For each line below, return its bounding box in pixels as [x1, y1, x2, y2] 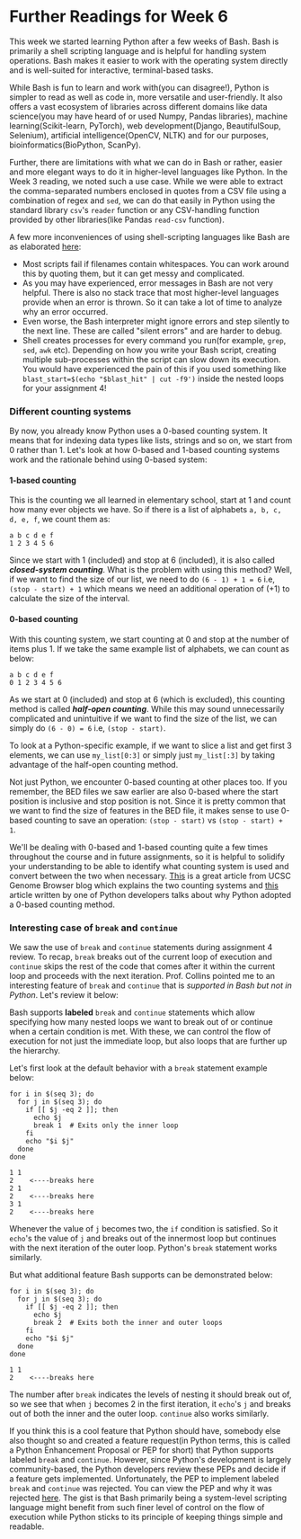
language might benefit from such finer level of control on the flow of [9, 1501, 265, 1512]
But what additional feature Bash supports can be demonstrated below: [9, 1269, 273, 1280]
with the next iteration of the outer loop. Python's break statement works [9, 1242, 278, 1253]
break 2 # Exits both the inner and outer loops [32, 1318, 223, 1327]
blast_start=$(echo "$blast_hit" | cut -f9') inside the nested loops [22, 373, 285, 384]
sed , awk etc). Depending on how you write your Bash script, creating [22, 344, 277, 355]
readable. [9, 1521, 45, 1532]
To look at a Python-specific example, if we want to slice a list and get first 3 [9, 740, 292, 751]
